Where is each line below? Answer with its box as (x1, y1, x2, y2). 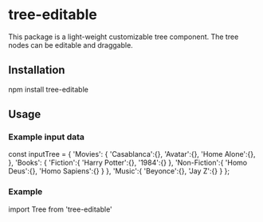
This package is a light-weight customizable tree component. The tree (8, 32, 239, 41)
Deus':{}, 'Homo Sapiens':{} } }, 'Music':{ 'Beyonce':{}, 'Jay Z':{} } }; (8, 166, 230, 176)
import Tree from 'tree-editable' (8, 204, 113, 214)
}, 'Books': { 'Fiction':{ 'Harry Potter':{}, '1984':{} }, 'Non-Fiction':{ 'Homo (8, 158, 248, 168)
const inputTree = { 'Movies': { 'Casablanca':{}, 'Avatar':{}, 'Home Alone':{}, (8, 150, 257, 159)
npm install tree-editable (8, 84, 89, 94)
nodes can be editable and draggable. (8, 40, 133, 49)
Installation (8, 64, 65, 77)
